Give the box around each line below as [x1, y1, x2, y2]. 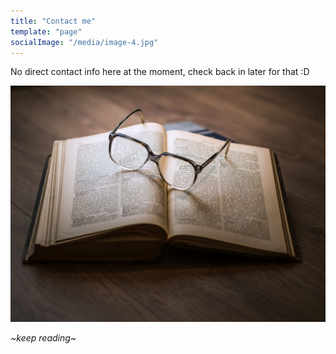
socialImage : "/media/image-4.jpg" [10, 37, 159, 47]
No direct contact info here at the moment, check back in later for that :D [10, 66, 310, 78]
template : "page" [10, 26, 83, 37]
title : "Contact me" [10, 16, 97, 26]
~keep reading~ [10, 332, 77, 344]
